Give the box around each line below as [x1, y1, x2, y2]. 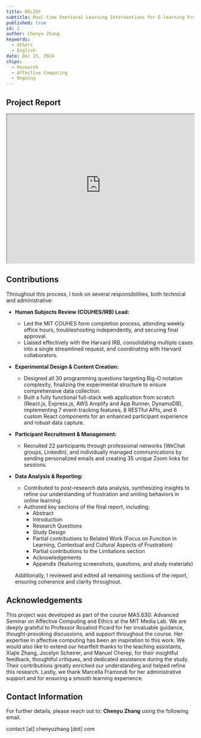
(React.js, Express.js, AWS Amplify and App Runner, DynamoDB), [23, 400, 183, 407]
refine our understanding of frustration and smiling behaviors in [23, 490, 180, 498]
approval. [23, 332, 47, 340]
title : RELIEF [6, 8, 42, 15]
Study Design [32, 528, 66, 535]
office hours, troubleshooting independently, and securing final [23, 326, 178, 333]
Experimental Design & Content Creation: [14, 363, 119, 370]
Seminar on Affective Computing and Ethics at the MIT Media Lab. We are [6, 618, 187, 625]
